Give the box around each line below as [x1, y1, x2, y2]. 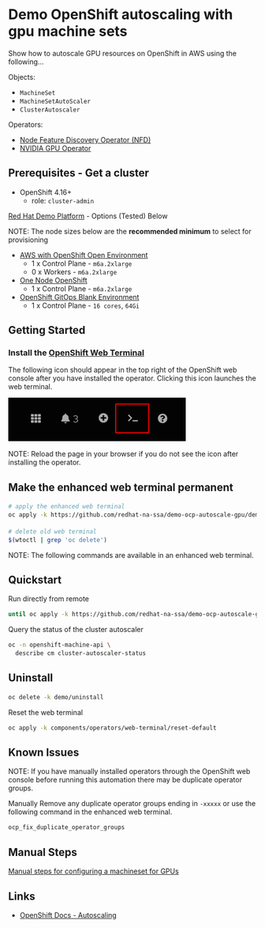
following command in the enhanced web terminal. [8, 807, 173, 816]
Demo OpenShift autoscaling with [8, 6, 233, 24]
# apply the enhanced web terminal [8, 502, 125, 511]
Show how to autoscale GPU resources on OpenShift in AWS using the [8, 48, 237, 58]
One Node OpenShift [19, 275, 88, 285]
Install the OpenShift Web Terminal [8, 347, 144, 358]
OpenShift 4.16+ [19, 187, 73, 197]
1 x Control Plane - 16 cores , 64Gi [31, 301, 140, 310]
